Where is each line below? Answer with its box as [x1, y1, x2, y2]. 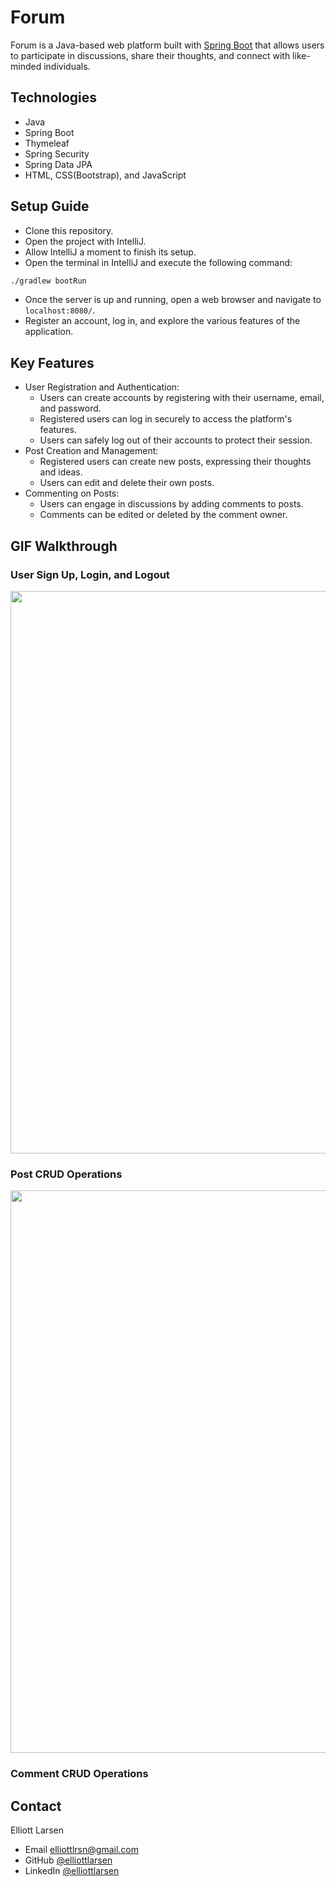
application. [24, 326, 74, 338]
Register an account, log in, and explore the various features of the [24, 315, 301, 327]
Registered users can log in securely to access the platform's [39, 413, 293, 425]
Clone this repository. [24, 224, 114, 236]
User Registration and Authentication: [24, 381, 180, 393]
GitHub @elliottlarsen [24, 1854, 113, 1866]
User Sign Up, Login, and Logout [10, 567, 170, 581]
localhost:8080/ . [24, 304, 96, 316]
